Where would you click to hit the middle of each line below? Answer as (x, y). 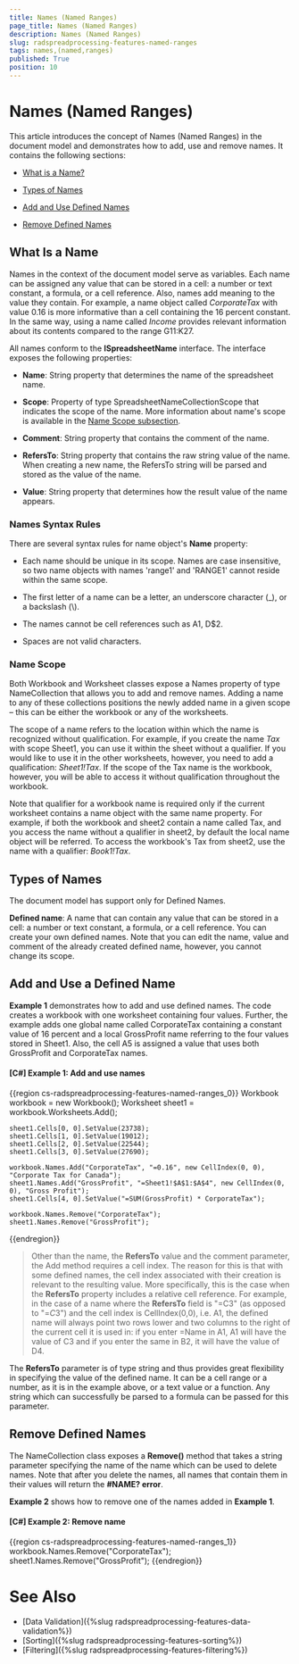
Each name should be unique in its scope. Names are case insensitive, (151, 561)
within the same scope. (65, 579)
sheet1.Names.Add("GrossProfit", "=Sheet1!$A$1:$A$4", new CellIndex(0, (147, 1184)
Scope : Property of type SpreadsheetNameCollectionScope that (141, 402)
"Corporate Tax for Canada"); (66, 1176)
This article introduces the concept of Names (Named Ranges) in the (136, 136)
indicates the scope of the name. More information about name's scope (154, 411)
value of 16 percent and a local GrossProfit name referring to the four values (149, 1034)
